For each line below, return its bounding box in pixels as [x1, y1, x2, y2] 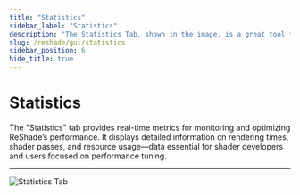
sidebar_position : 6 [9, 46, 87, 55]
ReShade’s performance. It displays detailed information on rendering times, [9, 131, 289, 142]
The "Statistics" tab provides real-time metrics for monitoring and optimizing [9, 122, 291, 133]
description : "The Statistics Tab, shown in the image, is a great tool [9, 29, 286, 38]
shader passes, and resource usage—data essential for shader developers [9, 141, 284, 151]
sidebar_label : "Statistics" [9, 21, 118, 30]
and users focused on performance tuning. [9, 150, 167, 161]
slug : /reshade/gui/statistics [9, 37, 126, 47]
